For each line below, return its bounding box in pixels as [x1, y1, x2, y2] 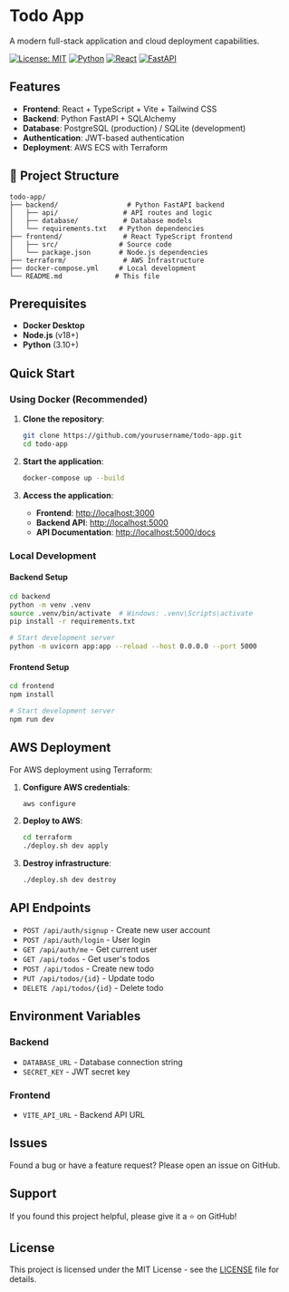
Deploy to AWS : [22, 815, 83, 826]
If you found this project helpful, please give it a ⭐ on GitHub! [9, 1210, 237, 1221]
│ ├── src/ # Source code [9, 239, 172, 249]
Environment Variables [9, 1008, 141, 1025]
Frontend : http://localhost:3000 [35, 507, 156, 518]
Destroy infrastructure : [22, 858, 111, 869]
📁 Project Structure [9, 169, 120, 184]
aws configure [22, 799, 76, 808]
